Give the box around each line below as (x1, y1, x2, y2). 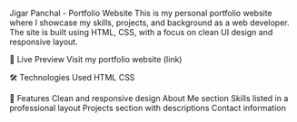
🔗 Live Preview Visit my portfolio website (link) (9, 54, 183, 64)
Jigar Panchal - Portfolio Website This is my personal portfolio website (9, 8, 272, 18)
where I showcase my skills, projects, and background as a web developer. (9, 17, 290, 28)
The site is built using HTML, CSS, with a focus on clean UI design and (9, 27, 273, 37)
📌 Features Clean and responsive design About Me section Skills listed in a (9, 93, 289, 103)
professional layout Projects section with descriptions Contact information (9, 103, 286, 113)
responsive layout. (9, 36, 79, 47)
